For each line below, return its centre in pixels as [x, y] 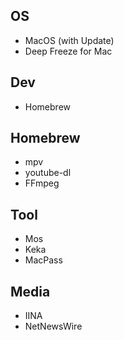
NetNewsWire [53, 326]
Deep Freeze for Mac [68, 51]
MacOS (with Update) [69, 40]
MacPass [43, 260]
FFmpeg [42, 183]
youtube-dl [48, 173]
